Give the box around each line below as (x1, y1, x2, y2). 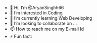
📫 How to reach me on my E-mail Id (9, 26, 84, 32)
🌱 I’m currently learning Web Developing (9, 15, 93, 21)
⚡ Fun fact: (9, 34, 32, 39)
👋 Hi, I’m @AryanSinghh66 (9, 5, 64, 10)
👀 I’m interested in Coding (9, 10, 63, 16)
